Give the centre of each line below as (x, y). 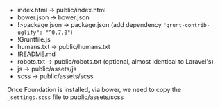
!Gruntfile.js (34, 39)
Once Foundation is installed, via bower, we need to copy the (94, 90)
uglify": (30, 33)
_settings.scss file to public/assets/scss (66, 97)
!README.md (36, 54)
